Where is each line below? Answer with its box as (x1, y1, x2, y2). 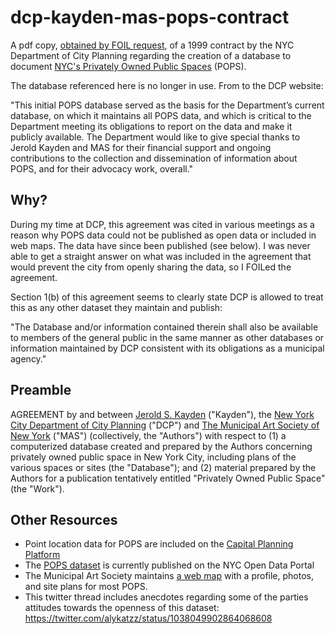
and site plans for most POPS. (24, 581, 148, 593)
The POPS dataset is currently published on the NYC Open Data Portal (24, 559, 315, 571)
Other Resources (10, 511, 118, 528)
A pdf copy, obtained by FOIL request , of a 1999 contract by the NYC (10, 39, 295, 51)
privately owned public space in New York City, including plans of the (10, 451, 297, 463)
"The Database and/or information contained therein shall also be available (10, 321, 319, 333)
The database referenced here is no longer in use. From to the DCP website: (10, 79, 324, 91)
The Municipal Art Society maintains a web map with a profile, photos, (24, 570, 314, 582)
